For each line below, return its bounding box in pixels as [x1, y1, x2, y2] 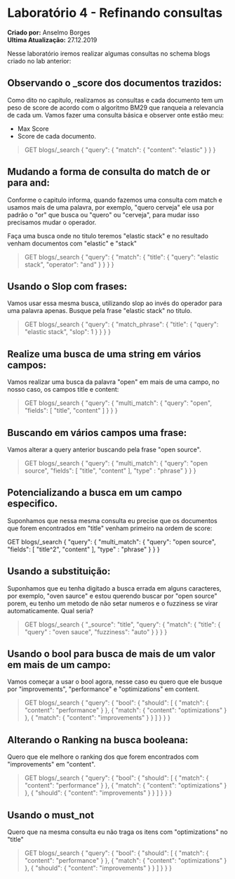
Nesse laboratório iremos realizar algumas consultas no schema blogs [7, 49, 210, 58]
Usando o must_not [7, 809, 95, 821]
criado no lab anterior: [7, 56, 72, 65]
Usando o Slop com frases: [7, 280, 128, 293]
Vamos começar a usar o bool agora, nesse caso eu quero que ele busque [7, 677, 222, 686]
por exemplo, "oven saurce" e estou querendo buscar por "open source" [7, 591, 217, 600]
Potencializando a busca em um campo [7, 487, 182, 499]
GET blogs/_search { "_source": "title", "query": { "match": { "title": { [24, 620, 221, 629]
